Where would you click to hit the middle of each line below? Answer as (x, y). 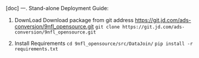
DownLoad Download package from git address (74, 20)
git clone (108, 27)
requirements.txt (36, 49)
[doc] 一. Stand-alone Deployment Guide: (57, 8)
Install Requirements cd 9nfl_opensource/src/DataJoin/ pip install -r (103, 43)
